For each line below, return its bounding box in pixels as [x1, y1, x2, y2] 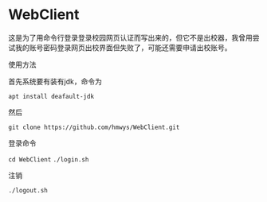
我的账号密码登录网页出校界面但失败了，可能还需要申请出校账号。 [14, 42, 232, 52]
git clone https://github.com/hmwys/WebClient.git [8, 123, 180, 131]
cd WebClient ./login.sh [8, 155, 89, 164]
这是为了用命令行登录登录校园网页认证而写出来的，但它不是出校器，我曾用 [8, 33, 253, 42]
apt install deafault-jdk [8, 92, 94, 100]
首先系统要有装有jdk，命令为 [8, 76, 102, 86]
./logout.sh [8, 186, 48, 194]
